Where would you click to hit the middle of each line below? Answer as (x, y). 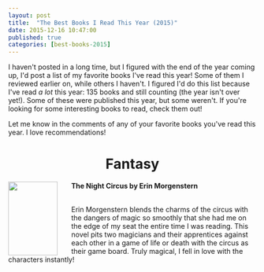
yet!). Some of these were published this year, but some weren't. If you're (127, 101)
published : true (35, 37)
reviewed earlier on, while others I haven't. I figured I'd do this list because (129, 84)
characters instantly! (41, 259)
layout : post (30, 15)
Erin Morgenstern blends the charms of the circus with (160, 210)
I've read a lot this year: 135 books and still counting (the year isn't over (124, 92)
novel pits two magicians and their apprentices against (160, 235)
